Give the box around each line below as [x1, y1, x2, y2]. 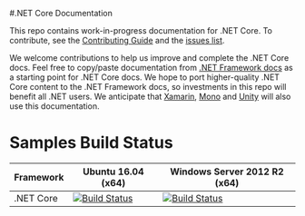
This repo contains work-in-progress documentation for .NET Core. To [9, 25, 272, 35]
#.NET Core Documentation [9, 8, 113, 18]
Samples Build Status [9, 133, 174, 153]
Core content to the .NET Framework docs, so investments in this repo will [9, 82, 287, 92]
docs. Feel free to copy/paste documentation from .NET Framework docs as [9, 63, 293, 73]
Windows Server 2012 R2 [169, 165, 284, 178]
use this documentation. [9, 101, 100, 112]
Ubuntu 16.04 [83, 165, 144, 178]
